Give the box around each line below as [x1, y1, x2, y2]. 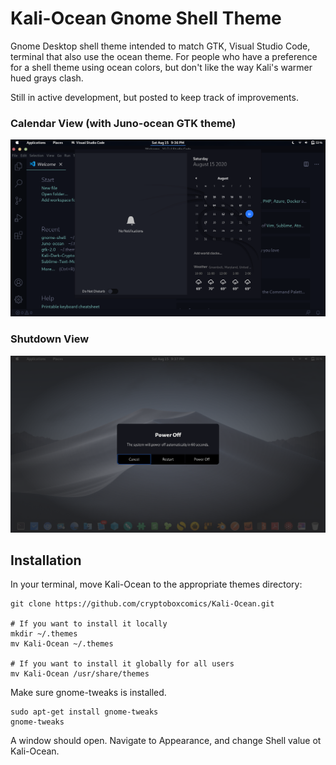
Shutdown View [10, 332, 90, 346]
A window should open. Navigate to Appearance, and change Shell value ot [10, 735, 322, 747]
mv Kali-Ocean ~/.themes [10, 639, 114, 649]
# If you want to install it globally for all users [10, 659, 235, 669]
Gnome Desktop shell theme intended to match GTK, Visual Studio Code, [10, 40, 311, 52]
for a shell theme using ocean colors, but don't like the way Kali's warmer [10, 61, 313, 73]
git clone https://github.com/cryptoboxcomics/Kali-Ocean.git [10, 599, 275, 609]
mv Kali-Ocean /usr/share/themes [10, 669, 150, 679]
